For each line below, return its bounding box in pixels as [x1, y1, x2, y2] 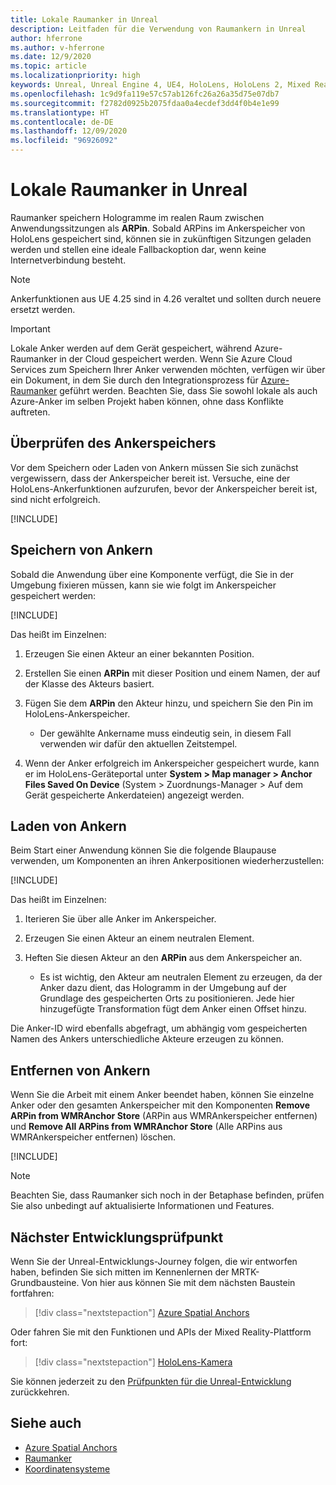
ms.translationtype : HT [10, 107, 110, 118]
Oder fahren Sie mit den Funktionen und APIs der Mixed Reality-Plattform [10, 1326, 312, 1338]
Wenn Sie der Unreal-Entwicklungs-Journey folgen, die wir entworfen [10, 1256, 298, 1267]
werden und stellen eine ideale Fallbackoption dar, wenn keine [10, 243, 267, 255]
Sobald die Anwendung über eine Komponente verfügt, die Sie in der [10, 568, 294, 580]
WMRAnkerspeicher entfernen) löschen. [10, 1131, 177, 1143]
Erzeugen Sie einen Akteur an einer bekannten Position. [24, 647, 255, 660]
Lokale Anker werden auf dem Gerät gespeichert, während [10, 342, 253, 354]
